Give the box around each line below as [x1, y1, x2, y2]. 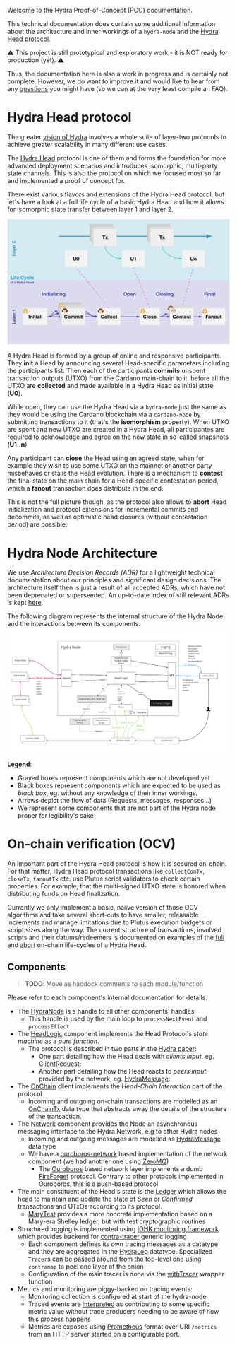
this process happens [28, 1315, 92, 1324]
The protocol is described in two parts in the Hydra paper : [28, 1045, 197, 1053]
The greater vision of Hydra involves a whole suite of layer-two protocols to [7, 132, 227, 141]
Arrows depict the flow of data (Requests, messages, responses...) [17, 796, 212, 804]
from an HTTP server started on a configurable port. [28, 1330, 181, 1339]
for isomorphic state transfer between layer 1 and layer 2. [7, 205, 174, 213]
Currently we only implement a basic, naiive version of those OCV [7, 903, 199, 911]
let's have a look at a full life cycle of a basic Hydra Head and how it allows [7, 197, 224, 206]
